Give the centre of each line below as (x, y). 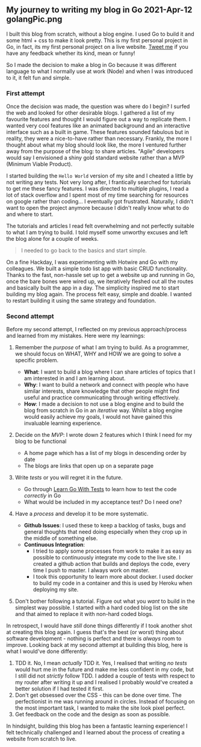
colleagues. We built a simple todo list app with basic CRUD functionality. (97, 269)
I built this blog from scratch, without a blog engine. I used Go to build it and (100, 34)
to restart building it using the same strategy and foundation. (81, 300)
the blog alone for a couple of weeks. (52, 239)
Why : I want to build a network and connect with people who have (106, 385)
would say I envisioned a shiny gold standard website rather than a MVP (96, 158)
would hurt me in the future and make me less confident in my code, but (104, 670)
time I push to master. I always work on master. (91, 570)
